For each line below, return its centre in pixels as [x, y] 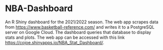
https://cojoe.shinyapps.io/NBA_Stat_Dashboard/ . [55, 42]
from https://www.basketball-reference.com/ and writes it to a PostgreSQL [80, 27]
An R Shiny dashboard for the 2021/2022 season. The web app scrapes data [82, 22]
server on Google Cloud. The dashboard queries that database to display [78, 32]
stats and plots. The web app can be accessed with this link [65, 37]
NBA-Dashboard [39, 8]
